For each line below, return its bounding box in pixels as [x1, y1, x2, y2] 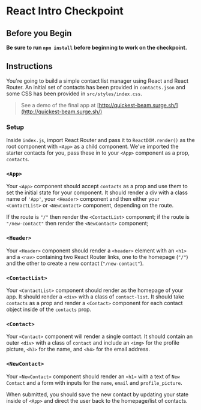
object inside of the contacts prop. [6, 306, 92, 313]
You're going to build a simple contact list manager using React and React [6, 77, 189, 85]
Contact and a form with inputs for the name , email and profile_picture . [6, 379, 183, 386]
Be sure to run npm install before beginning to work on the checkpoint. [6, 44, 187, 51]
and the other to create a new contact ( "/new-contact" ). [6, 260, 144, 267]
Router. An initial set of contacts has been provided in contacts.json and [6, 83, 186, 91]
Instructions [6, 61, 53, 71]
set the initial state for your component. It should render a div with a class [6, 189, 188, 196]
